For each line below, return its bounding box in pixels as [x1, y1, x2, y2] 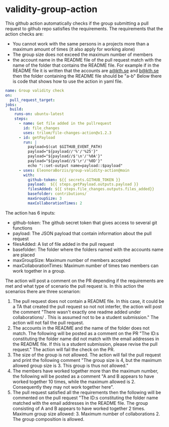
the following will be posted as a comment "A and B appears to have [12, 373, 155, 379]
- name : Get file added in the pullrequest [18, 121, 112, 126]
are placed [12, 251, 35, 258]
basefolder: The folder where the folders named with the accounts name [12, 246, 164, 252]
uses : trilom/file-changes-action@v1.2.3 [23, 130, 112, 135]
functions [12, 225, 33, 231]
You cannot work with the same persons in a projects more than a [12, 40, 149, 46]
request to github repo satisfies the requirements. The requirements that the [5, 25, 163, 31]
